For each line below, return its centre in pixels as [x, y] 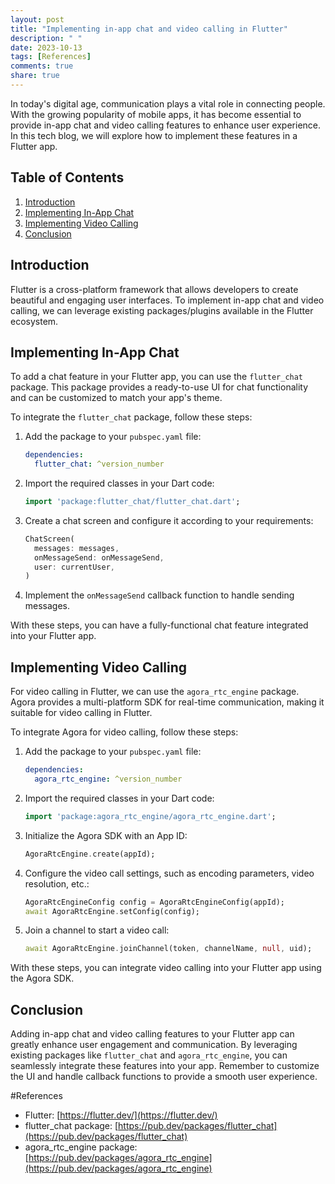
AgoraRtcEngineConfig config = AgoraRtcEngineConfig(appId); [155, 902]
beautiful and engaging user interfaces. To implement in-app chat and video [167, 300]
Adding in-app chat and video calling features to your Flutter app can [152, 1034]
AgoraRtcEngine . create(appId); [90, 854]
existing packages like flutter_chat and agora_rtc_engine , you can [149, 1055]
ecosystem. [34, 321]
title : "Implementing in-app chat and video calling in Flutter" [149, 29]
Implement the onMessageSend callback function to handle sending [159, 595]
